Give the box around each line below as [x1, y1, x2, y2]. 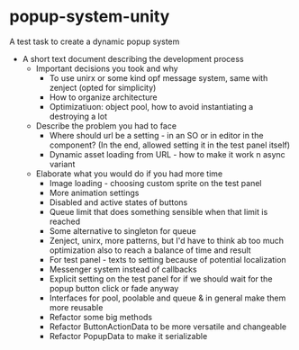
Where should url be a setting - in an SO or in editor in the [49, 130, 264, 140]
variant [49, 158, 76, 169]
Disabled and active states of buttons [49, 196, 188, 208]
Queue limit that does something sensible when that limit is [49, 206, 268, 217]
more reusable [49, 301, 104, 312]
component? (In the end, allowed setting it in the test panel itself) [49, 139, 291, 150]
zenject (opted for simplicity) [49, 82, 157, 93]
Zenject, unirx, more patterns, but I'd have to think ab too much [49, 235, 284, 246]
